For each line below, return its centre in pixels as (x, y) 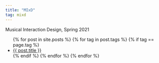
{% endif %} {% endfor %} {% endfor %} (56, 56)
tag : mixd (16, 15)
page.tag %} (26, 45)
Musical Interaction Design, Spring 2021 (47, 29)
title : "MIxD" (20, 10)
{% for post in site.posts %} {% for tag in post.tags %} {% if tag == (83, 39)
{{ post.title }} (27, 50)
